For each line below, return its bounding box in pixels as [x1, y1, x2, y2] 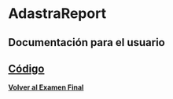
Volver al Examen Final [8, 83, 84, 92]
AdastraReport [8, 5, 107, 23]
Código [8, 62, 45, 75]
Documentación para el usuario [8, 36, 165, 49]
